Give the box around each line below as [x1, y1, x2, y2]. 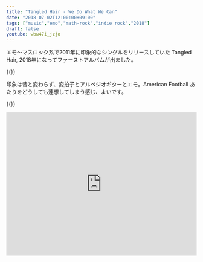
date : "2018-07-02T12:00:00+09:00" [6, 14, 96, 21]
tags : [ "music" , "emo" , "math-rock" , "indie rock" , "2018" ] [6, 20, 150, 26]
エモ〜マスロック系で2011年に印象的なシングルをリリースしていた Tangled [6, 49, 192, 56]
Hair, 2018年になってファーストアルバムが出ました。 [6, 56, 137, 63]
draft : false [6, 25, 39, 32]
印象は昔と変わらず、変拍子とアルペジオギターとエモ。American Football [6, 81, 189, 88]
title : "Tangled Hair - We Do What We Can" [6, 8, 118, 15]
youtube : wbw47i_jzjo [6, 31, 61, 37]
